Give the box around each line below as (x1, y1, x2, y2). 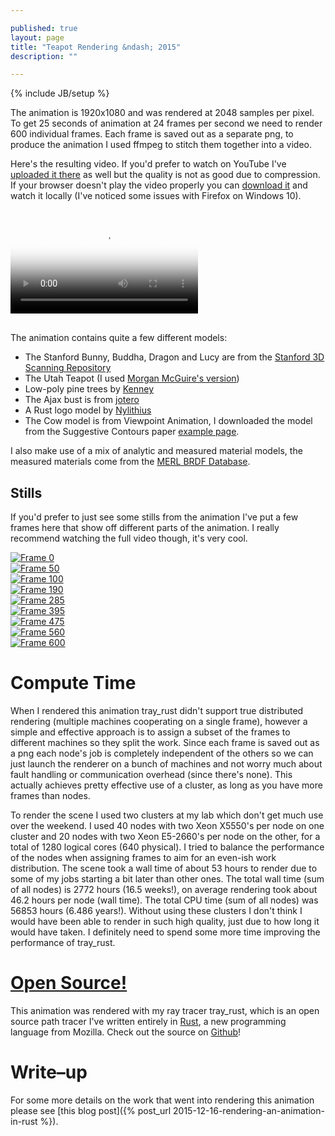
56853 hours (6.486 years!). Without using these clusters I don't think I (10, 905, 303, 916)
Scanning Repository (24, 362, 112, 374)
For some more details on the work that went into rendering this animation (10, 1094, 315, 1106)
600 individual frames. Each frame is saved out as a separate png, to (10, 128, 294, 140)
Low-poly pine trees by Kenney (24, 383, 155, 395)
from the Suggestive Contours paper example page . (24, 426, 240, 438)
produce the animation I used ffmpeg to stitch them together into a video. (10, 139, 312, 151)
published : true (10, 23, 78, 33)
